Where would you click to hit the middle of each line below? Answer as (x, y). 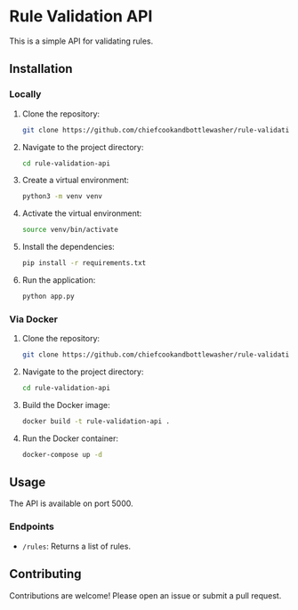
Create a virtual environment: (75, 181)
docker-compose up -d (62, 454)
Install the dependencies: (68, 247)
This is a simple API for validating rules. (81, 41)
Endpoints (32, 526)
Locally (25, 94)
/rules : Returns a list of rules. (77, 546)
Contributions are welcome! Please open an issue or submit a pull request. (145, 595)
